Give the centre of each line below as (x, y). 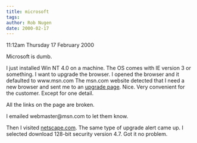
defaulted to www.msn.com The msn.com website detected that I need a (95, 81)
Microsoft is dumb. (29, 56)
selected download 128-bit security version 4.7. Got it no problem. (87, 134)
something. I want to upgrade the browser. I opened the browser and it (93, 74)
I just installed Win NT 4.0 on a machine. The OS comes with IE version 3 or (99, 68)
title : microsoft (28, 12)
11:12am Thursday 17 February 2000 (50, 45)
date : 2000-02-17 (28, 28)
